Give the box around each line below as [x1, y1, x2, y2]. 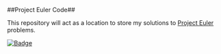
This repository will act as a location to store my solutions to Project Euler [7, 19, 214, 26]
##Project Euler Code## [7, 6, 75, 13]
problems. [7, 26, 36, 34]
